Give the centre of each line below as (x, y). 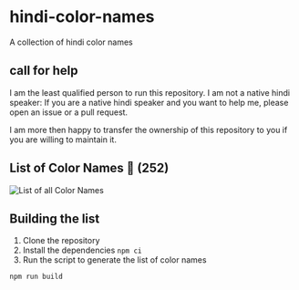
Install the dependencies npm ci (82, 250)
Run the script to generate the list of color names (114, 260)
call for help (44, 71)
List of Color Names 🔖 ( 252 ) (89, 168)
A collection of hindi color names (72, 42)
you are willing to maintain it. (63, 140)
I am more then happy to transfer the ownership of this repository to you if (149, 129)
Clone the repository (61, 241)
